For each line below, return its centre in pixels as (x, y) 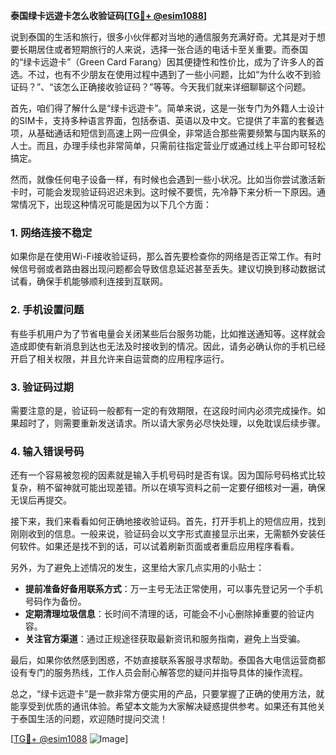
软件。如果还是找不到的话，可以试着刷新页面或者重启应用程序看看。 (159, 546)
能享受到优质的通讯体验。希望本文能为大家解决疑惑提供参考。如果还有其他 (163, 706)
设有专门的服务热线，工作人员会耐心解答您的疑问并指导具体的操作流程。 (159, 673)
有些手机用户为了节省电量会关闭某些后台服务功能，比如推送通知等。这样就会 (168, 333)
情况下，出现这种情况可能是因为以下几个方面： (115, 204)
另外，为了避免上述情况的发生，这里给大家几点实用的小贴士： (137, 568)
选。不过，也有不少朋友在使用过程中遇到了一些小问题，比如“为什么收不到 (161, 74)
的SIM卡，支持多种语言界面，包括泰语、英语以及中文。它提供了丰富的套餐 (163, 120)
